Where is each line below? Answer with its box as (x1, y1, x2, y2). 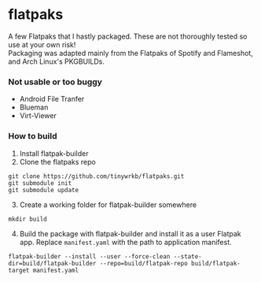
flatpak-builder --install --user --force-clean (8, 252, 171, 261)
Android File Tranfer (19, 95, 85, 104)
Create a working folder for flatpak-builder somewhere (19, 199, 197, 210)
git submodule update (8, 186, 79, 194)
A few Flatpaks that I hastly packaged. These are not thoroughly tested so (8, 32, 248, 41)
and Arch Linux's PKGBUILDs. (8, 57, 105, 66)
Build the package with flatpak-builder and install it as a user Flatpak (19, 228, 241, 238)
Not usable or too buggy (8, 76, 102, 87)
